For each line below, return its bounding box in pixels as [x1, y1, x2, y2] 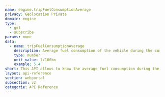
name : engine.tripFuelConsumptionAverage [5, 7, 91, 12]
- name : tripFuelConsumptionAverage [9, 44, 84, 48]
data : [5, 39, 16, 44]
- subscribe [9, 30, 34, 35]
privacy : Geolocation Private [5, 12, 67, 17]
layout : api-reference [5, 71, 52, 76]
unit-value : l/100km [14, 57, 56, 62]
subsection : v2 [5, 80, 36, 85]
